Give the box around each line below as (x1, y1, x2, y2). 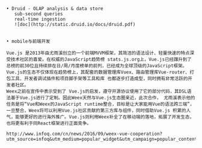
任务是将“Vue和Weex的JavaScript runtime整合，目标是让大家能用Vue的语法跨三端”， (6, 101, 195, 107)
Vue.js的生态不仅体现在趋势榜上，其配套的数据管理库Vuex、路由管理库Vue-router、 (6, 69, 191, 75)
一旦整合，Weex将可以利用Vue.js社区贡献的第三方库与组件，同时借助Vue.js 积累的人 (6, 108, 191, 114)
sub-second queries (14, 11, 63, 17)
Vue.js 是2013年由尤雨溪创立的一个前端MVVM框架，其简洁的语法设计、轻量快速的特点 (6, 50, 190, 56)
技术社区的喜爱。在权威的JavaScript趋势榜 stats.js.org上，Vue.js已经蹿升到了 (10, 57, 192, 63)
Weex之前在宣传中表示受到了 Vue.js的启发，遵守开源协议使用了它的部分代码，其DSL (6, 88, 188, 94)
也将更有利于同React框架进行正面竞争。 (6, 120, 92, 126)
